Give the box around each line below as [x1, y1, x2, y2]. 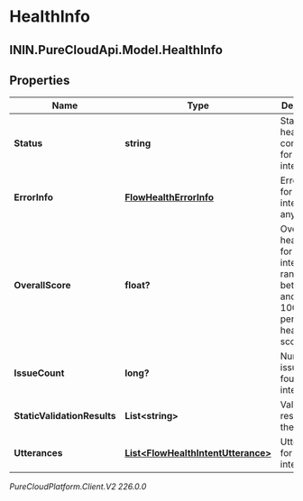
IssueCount [14, 367, 65, 379]
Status [14, 137, 43, 150]
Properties [9, 72, 70, 87]
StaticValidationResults [14, 410, 116, 423]
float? [124, 279, 151, 292]
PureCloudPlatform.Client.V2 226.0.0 [9, 481, 147, 492]
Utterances [14, 447, 63, 460]
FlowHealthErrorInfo [124, 191, 215, 204]
